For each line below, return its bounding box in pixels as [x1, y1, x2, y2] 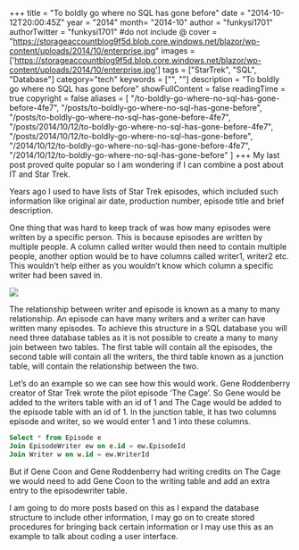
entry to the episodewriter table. [9, 485, 128, 496]
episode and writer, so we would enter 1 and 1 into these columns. [9, 416, 252, 427]
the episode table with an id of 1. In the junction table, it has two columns [9, 406, 277, 417]
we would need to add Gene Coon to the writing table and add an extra [9, 475, 270, 486]
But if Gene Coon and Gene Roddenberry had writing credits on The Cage [9, 466, 281, 477]
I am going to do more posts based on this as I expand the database [9, 502, 260, 512]
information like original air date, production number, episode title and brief [9, 196, 285, 206]
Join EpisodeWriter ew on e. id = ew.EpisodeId [9, 441, 186, 450]
